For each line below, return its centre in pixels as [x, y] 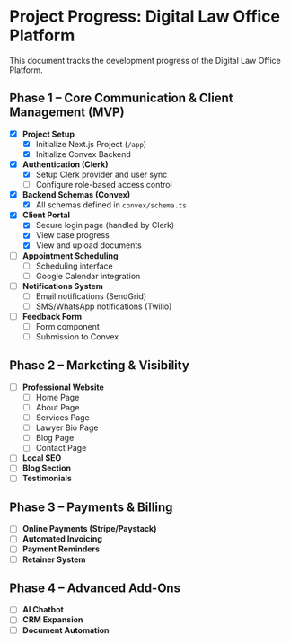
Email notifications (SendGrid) [91, 296]
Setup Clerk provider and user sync [101, 174]
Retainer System [54, 559]
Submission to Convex [77, 337]
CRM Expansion [53, 620]
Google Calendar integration [88, 276]
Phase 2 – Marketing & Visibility [100, 366]
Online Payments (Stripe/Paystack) [89, 529]
